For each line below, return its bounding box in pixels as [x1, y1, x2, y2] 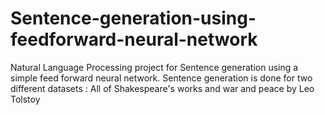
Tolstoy [10, 93, 41, 105]
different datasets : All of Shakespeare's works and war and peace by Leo [10, 82, 315, 94]
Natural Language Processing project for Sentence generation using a [10, 61, 299, 73]
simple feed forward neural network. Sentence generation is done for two [10, 72, 313, 84]
